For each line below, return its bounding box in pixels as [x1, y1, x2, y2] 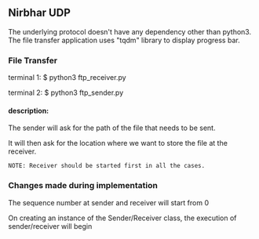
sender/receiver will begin [8, 221, 93, 230]
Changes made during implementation [8, 180, 159, 191]
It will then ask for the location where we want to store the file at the [8, 139, 228, 148]
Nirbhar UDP [8, 6, 71, 20]
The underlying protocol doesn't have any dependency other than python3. [8, 27, 252, 36]
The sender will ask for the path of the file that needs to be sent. [8, 123, 216, 132]
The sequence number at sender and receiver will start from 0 [8, 197, 210, 207]
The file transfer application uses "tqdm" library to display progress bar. [8, 35, 241, 45]
